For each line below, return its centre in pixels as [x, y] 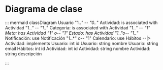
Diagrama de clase [44, 9]
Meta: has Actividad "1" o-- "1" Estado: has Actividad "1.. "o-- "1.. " [72, 33]
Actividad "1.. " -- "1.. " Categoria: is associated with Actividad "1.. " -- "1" [78, 27]
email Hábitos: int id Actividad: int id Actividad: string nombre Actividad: [78, 48]
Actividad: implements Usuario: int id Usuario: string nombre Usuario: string [82, 43]
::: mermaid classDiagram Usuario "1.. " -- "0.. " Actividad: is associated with [81, 23]
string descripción [24, 54]
